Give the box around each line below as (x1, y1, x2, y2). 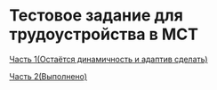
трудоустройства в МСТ (9, 24, 198, 45)
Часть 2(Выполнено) (9, 70, 87, 81)
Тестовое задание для (9, 5, 184, 26)
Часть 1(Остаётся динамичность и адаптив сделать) (9, 53, 208, 64)
